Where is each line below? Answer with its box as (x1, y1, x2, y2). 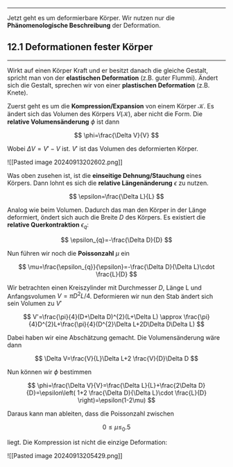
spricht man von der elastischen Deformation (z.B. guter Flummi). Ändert (7, 74, 218, 82)
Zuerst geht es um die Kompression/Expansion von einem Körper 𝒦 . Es (7, 101, 214, 110)
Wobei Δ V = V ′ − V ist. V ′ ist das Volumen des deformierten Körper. (7, 144, 199, 153)
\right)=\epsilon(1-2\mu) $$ (77, 396, 156, 404)
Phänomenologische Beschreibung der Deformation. (7, 22, 161, 29)
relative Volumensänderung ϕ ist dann (7, 117, 120, 126)
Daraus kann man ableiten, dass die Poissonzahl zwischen (7, 409, 175, 418)
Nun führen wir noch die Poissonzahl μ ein (7, 249, 130, 257)
